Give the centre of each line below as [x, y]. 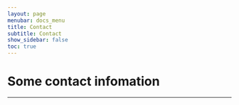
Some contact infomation [84, 81]
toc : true [22, 47]
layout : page [27, 14]
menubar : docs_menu [36, 20]
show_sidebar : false [38, 40]
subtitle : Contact [34, 33]
